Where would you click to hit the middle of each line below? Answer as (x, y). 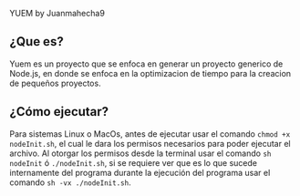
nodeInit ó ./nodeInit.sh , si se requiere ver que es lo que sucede (134, 162)
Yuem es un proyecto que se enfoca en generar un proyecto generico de (146, 64)
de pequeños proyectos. (56, 83)
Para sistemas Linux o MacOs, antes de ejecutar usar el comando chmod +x (150, 134)
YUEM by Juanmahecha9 (57, 13)
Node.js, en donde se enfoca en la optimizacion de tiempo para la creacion (150, 73)
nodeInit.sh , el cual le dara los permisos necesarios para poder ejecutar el (150, 143)
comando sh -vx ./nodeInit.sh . (70, 182)
